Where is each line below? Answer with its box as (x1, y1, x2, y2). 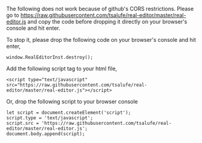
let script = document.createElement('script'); (6, 110, 131, 116)
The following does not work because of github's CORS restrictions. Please (6, 5, 194, 12)
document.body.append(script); (6, 131, 85, 137)
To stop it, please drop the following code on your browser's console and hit (6, 36, 197, 43)
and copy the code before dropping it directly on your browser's (27, 18, 187, 25)
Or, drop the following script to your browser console (6, 98, 138, 105)
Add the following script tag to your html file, (6, 65, 117, 72)
